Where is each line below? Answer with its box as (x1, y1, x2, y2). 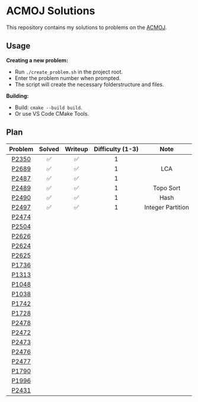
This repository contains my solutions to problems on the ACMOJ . (6, 24, 167, 31)
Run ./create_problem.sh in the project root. (14, 68, 123, 75)
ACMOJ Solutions (6, 4, 95, 18)
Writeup (65, 145, 88, 153)
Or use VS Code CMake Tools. (14, 110, 90, 117)
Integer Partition (144, 203, 190, 211)
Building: (6, 92, 29, 99)
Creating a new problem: (6, 56, 68, 63)
